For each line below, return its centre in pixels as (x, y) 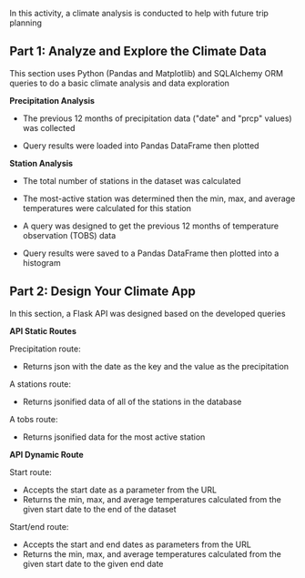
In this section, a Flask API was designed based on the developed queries (147, 313)
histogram (41, 262)
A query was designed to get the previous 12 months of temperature (151, 226)
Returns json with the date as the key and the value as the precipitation (156, 366)
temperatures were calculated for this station (107, 208)
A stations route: (40, 384)
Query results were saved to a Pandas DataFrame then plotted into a (151, 253)
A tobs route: (34, 419)
